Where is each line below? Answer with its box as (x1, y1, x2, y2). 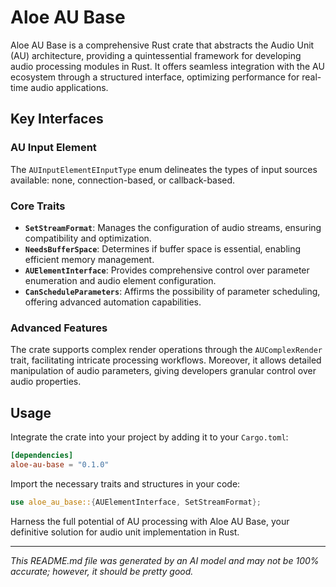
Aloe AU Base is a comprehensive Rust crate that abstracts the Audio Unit (10, 39, 315, 51)
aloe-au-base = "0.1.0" (10, 459, 110, 470)
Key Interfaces (10, 111, 104, 128)
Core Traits (10, 199, 66, 213)
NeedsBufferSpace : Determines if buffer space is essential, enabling (24, 242, 302, 255)
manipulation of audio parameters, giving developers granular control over (10, 365, 317, 377)
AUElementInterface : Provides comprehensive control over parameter (24, 264, 310, 276)
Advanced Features (10, 321, 108, 335)
